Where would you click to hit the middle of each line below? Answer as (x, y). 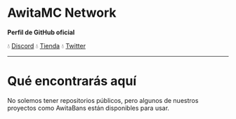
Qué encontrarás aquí (72, 81)
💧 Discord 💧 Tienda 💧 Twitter (47, 45)
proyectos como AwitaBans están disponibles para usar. (88, 108)
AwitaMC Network (62, 13)
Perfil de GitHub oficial (41, 32)
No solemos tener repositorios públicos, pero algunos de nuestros (103, 100)
